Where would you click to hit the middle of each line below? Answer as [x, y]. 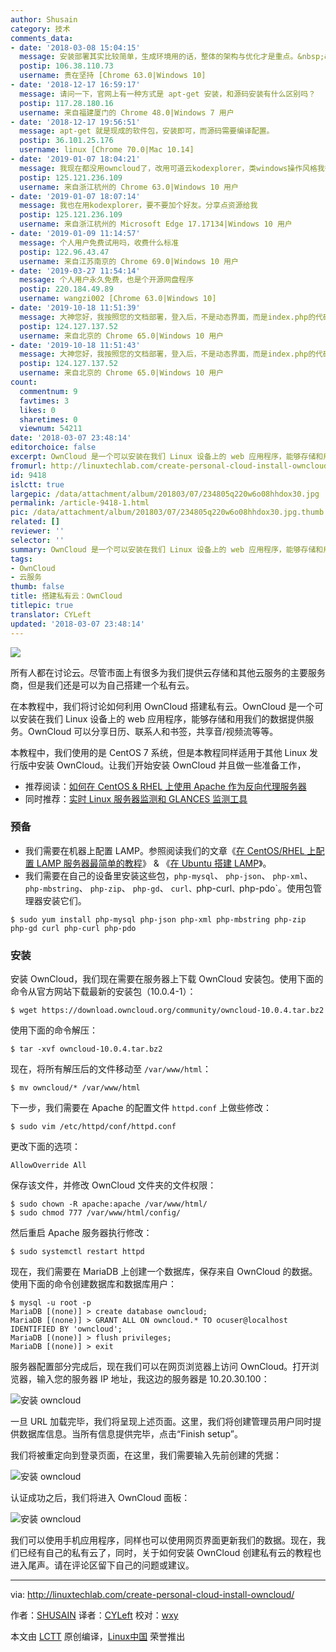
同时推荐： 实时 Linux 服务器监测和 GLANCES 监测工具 [136, 798]
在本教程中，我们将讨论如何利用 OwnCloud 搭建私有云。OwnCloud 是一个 [162, 706]
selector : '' [37, 540]
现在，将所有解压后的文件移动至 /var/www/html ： [111, 1069]
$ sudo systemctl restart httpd [77, 1252]
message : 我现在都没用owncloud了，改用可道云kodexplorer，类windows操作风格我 [172, 168]
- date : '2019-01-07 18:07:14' [75, 196]
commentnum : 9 [48, 391]
